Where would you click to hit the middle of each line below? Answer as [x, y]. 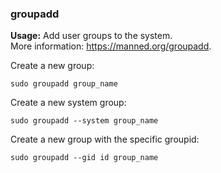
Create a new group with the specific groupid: [105, 139]
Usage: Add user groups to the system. [91, 36]
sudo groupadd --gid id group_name [84, 158]
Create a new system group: [68, 103]
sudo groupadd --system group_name [84, 121]
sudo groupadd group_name [64, 84]
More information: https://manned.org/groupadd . [111, 46]
